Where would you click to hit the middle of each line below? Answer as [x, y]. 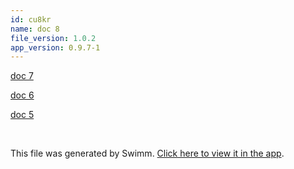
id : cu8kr [31, 19]
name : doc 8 [35, 29]
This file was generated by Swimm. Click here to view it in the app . [147, 153]
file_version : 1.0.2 [53, 38]
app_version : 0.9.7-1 [55, 47]
